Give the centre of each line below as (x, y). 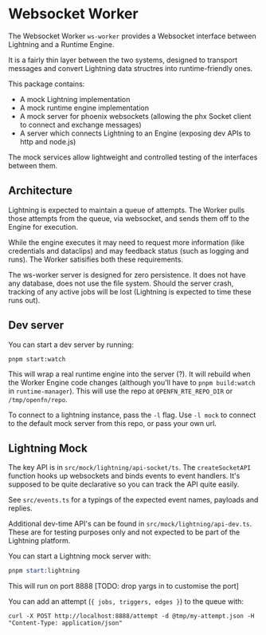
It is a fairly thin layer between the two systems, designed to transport (123, 60)
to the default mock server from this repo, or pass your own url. (112, 423)
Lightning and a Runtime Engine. (61, 44)
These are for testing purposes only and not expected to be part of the (124, 532)
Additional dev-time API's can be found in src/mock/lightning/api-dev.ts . (130, 524)
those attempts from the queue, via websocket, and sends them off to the (129, 218)
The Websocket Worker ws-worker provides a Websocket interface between (132, 36)
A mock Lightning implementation (75, 99)
